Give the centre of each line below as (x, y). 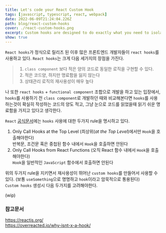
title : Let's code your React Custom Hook (49, 10)
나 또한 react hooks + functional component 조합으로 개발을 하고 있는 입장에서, (83, 92)
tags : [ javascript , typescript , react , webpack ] (56, 14)
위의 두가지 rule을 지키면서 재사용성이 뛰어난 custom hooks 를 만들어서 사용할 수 (82, 173)
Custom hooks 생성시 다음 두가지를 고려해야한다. (51, 185)
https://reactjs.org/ (24, 220)
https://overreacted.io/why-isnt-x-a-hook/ (48, 226)
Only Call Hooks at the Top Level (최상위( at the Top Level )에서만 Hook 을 (84, 131)
